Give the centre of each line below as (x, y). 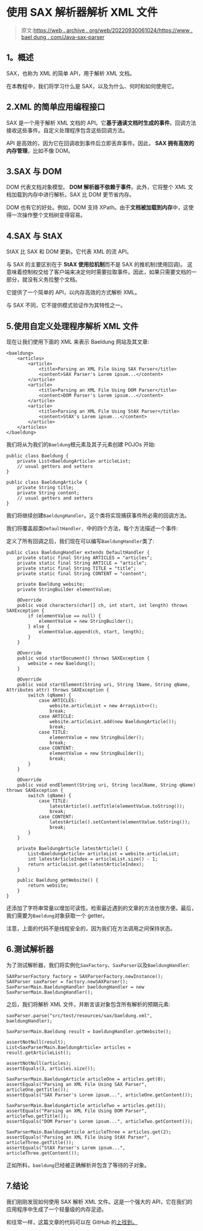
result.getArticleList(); (39, 1053)
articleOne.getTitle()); (37, 1090)
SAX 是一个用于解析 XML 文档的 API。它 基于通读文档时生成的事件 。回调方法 (101, 123)
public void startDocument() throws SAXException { (83, 658)
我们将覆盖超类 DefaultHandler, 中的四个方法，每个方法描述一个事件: (92, 528)
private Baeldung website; (51, 584)
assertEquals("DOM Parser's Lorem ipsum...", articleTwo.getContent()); (100, 1121)
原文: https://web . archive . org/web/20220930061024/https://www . (107, 30)
